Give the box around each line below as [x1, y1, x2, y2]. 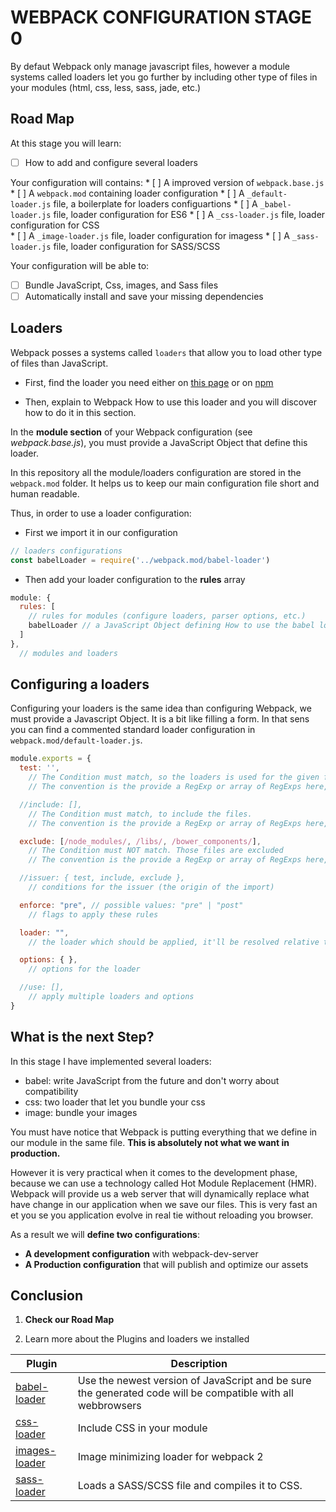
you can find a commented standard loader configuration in [10, 724, 256, 736]
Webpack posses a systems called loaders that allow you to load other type [10, 346, 323, 358]
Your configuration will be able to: [10, 259, 150, 271]
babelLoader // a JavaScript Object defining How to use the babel [28, 621, 315, 631]
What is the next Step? [10, 1029, 155, 1046]
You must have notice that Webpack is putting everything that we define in [10, 1126, 318, 1138]
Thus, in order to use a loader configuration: [10, 507, 192, 519]
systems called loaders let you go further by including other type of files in [10, 71, 318, 83]
